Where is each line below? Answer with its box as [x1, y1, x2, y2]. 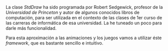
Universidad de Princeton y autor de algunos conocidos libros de [5, 9, 139, 15]
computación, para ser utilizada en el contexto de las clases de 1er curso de [5, 15, 162, 20]
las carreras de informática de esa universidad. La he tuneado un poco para [5, 20, 162, 26]
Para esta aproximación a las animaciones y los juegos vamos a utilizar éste [5, 35, 162, 41]
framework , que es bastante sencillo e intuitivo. [5, 40, 103, 46]
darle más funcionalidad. [5, 25, 57, 31]
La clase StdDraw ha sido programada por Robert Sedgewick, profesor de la [5, 4, 163, 10]
